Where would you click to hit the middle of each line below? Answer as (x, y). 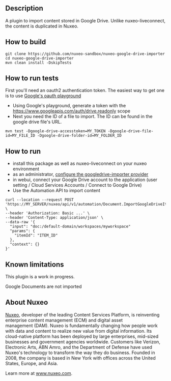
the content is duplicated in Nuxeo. (42, 26)
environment (26, 169)
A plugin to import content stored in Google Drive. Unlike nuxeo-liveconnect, (85, 20)
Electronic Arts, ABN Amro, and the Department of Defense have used (79, 347)
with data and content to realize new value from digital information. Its (79, 331)
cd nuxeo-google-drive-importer (39, 58)
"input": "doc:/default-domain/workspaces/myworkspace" (70, 227)
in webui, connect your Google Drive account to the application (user (85, 180)
